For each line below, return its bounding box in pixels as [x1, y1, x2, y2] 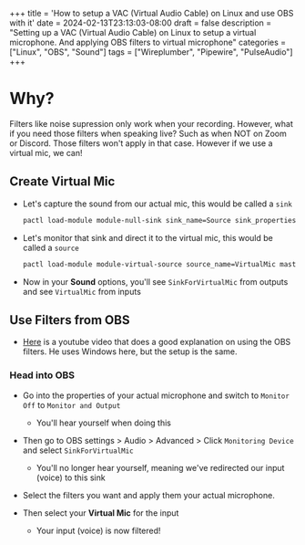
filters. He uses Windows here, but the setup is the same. [22, 346, 239, 357]
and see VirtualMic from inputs [22, 286, 141, 297]
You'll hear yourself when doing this [36, 417, 171, 428]
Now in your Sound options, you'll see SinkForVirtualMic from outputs [22, 276, 289, 287]
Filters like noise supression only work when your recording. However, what [9, 118, 294, 129]
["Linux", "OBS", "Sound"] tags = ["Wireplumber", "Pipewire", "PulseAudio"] [9, 47, 293, 58]
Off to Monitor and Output [22, 399, 121, 410]
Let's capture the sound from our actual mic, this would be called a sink [22, 198, 293, 209]
